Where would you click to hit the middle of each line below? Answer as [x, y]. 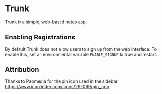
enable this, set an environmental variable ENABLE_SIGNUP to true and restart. [81, 54]
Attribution [22, 69]
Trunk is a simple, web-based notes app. [46, 22]
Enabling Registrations [40, 37]
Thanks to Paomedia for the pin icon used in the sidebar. [62, 81]
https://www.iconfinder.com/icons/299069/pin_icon [57, 86]
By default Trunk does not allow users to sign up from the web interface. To [81, 49]
